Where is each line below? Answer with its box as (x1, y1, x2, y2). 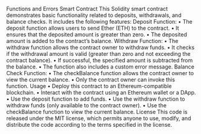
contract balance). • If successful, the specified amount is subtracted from (6, 57, 193, 64)
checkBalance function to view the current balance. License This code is (6, 109, 188, 115)
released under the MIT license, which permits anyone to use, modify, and (6, 115, 191, 122)
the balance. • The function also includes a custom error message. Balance (6, 63, 195, 70)
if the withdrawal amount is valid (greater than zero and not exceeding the (6, 50, 191, 57)
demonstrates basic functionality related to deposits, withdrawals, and (6, 12, 182, 19)
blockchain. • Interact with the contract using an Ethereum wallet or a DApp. (6, 89, 196, 96)
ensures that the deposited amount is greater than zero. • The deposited (6, 31, 188, 38)
